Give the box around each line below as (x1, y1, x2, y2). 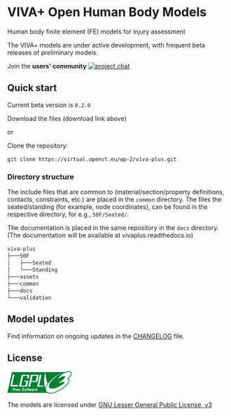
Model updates (7, 313, 75, 325)
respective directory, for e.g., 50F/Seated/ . (7, 210, 129, 219)
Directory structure (7, 172, 75, 182)
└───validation (7, 294, 52, 301)
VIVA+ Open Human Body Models (7, 4, 207, 20)
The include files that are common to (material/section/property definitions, (7, 188, 225, 196)
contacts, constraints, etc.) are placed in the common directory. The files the (7, 195, 222, 203)
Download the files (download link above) (7, 114, 127, 122)
